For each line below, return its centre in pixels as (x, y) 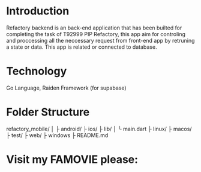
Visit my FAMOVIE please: (72, 159)
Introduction (38, 11)
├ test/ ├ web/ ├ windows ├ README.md (57, 135)
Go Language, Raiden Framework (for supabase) (67, 88)
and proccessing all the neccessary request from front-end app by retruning (100, 40)
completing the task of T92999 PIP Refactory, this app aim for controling (96, 34)
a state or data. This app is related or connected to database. (82, 47)
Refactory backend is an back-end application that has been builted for (94, 28)
